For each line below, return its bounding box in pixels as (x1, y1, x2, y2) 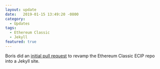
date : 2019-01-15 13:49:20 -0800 (5, 12, 79, 17)
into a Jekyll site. (5, 58, 40, 64)
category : (5, 16, 26, 21)
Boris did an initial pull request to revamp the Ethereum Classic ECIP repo (5, 53, 155, 59)
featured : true (5, 39, 37, 44)
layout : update (5, 7, 37, 12)
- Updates (9, 21, 30, 26)
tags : (5, 26, 16, 31)
